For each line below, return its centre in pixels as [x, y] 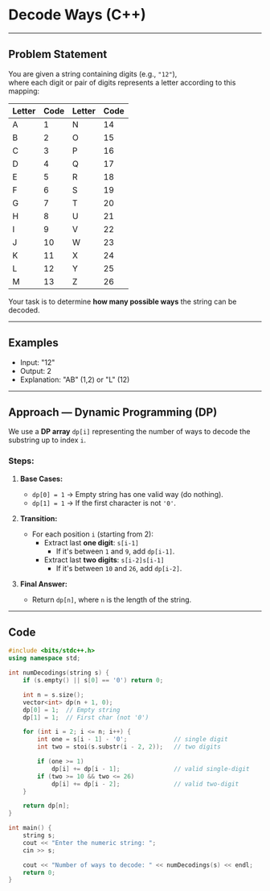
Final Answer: [44, 584]
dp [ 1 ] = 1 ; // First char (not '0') [86, 717]
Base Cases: [41, 479]
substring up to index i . [47, 440]
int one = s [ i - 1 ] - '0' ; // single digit [133, 740]
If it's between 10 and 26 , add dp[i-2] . [119, 568]
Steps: [21, 461]
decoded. [24, 310]
